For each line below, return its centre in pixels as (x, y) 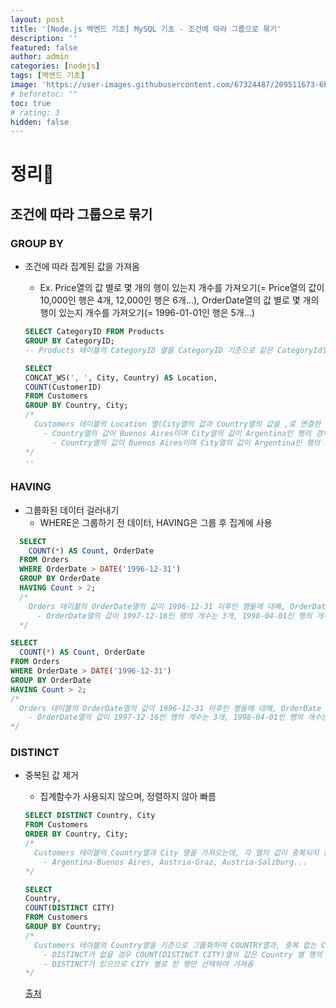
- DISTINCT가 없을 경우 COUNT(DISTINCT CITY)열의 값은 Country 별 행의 (183, 954)
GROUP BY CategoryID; (69, 341)
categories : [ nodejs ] (55, 66)
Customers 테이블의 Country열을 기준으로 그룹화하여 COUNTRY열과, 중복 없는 (175, 945)
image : (24, 85)
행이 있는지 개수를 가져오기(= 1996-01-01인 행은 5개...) (147, 313)
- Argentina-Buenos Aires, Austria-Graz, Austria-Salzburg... (175, 862)
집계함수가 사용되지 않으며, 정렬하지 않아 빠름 (128, 797)
